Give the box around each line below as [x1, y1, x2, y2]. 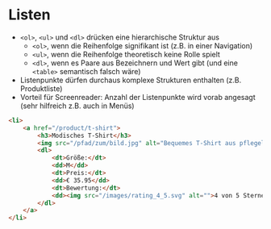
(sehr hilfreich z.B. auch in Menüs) [19, 101, 135, 110]
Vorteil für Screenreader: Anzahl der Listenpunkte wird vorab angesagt [19, 92, 256, 102]
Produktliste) [19, 83, 63, 94]
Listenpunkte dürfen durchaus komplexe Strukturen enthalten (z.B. [19, 75, 242, 85]
